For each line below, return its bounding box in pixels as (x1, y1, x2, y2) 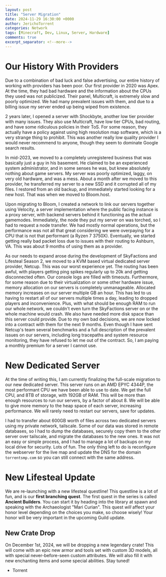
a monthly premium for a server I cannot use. (5, 342, 97, 348)
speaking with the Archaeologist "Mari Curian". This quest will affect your (5, 504, 155, 510)
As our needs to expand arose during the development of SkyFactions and (5, 253, 157, 258)
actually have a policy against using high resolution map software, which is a (5, 129, 162, 135)
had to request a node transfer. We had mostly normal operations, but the (5, 222, 155, 228)
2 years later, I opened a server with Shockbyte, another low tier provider (5, 113, 155, 119)
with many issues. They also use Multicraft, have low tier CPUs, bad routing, (5, 119, 161, 125)
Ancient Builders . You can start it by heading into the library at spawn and (5, 499, 157, 505)
